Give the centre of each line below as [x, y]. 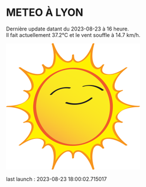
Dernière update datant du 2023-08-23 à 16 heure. [67, 29]
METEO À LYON [45, 13]
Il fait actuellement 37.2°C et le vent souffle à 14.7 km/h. [73, 35]
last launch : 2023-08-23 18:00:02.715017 [57, 179]
